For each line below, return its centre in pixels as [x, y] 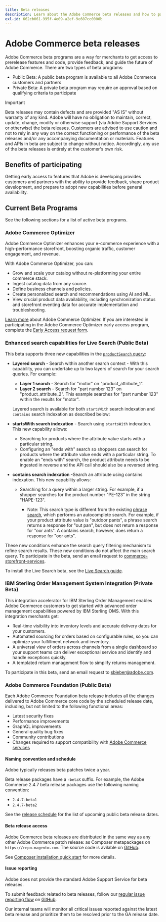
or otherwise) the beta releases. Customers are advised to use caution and [81, 128]
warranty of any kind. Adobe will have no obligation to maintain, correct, [79, 117]
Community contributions [38, 737]
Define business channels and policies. [52, 289]
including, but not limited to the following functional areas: [64, 707]
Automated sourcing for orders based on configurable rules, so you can [85, 636]
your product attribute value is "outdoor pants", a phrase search [92, 520]
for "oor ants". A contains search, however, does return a [85, 530]
